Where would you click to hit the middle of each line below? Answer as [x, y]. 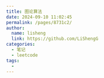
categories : [21, 45]
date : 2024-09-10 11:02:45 [39, 17]
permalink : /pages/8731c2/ [39, 22]
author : [16, 28]
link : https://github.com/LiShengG [55, 39]
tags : [13, 60]
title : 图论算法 [24, 11]
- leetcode [25, 55]
